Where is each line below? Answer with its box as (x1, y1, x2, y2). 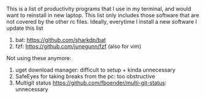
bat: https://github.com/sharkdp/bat (15, 36, 106, 43)
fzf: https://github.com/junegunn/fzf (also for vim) (15, 43, 142, 50)
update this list (6, 24, 44, 32)
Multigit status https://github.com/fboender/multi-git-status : (15, 79, 167, 86)
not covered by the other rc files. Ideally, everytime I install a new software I (6, 18, 197, 25)
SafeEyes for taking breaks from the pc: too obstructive (15, 73, 155, 80)
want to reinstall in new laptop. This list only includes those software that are (6, 12, 199, 19)
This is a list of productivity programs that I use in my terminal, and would (6, 5, 192, 12)
